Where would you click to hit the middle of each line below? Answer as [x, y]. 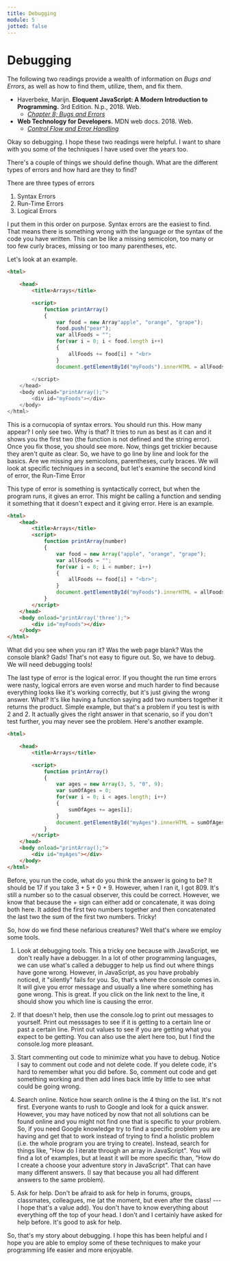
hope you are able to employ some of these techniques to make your [104, 1242]
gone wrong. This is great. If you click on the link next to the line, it [111, 994]
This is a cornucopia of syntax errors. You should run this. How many [104, 424]
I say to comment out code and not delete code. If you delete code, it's [117, 1064]
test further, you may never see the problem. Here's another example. [105, 722]
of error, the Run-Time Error [46, 475]
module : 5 [21, 20]
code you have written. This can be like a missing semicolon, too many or [111, 239]
